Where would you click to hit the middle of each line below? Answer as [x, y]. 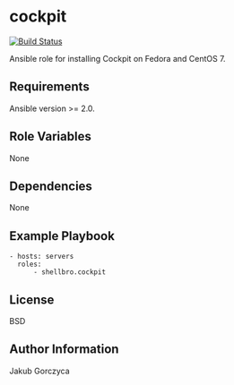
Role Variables [50, 137]
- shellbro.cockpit [69, 272]
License [32, 299]
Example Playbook [62, 236]
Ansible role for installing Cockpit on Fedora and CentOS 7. [117, 58]
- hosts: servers [42, 257]
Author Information [64, 350]
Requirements [49, 87]
